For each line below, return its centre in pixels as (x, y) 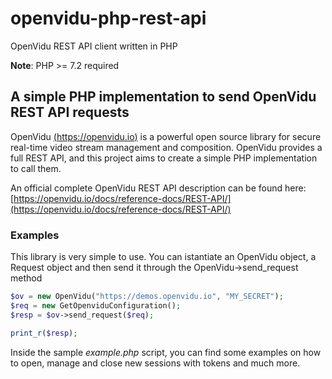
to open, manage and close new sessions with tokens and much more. (155, 363)
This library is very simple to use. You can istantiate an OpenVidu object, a (163, 257)
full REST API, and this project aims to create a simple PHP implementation (164, 158)
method (26, 278)
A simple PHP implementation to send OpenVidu (163, 97)
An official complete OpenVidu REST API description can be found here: (158, 188)
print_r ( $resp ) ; (44, 333)
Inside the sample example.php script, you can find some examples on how (166, 352)
